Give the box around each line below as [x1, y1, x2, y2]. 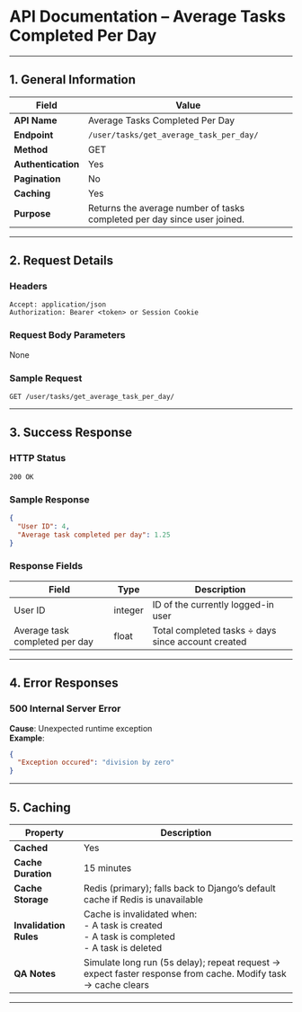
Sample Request [9, 371, 83, 384]
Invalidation [13, 919, 66, 931]
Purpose [13, 207, 51, 219]
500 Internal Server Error [9, 703, 121, 715]
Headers [9, 280, 48, 293]
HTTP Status [9, 452, 67, 465]
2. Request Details [9, 253, 114, 269]
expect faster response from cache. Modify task [84, 967, 287, 980]
